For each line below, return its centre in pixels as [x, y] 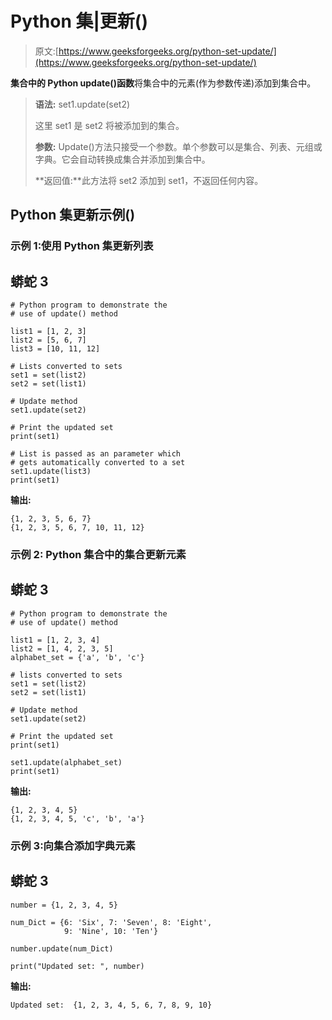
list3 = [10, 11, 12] [55, 349]
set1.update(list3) [51, 472]
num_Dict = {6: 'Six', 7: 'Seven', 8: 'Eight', [111, 922]
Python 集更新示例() [73, 215]
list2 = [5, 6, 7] [48, 340]
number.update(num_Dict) [62, 948]
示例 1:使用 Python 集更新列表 [82, 246]
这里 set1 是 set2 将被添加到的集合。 [109, 125]
